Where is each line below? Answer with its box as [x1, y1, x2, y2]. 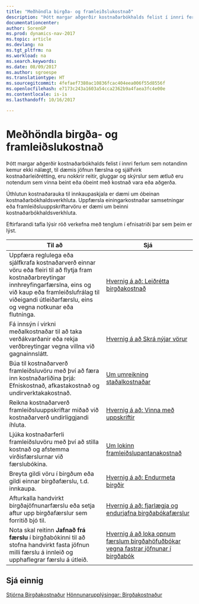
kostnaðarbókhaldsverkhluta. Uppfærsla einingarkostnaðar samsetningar [6, 196, 185, 203]
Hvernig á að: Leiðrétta [106, 277, 170, 285]
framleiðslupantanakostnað [106, 449, 182, 457]
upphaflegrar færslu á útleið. [9, 555, 88, 564]
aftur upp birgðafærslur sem [9, 509, 88, 517]
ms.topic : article [6, 36, 52, 42]
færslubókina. [9, 460, 47, 468]
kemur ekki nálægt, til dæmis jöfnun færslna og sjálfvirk [6, 166, 142, 173]
